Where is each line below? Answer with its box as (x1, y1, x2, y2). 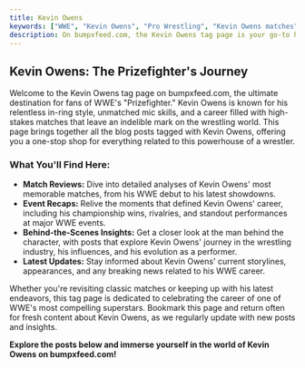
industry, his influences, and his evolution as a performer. (22, 247, 238, 257)
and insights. (9, 322, 57, 333)
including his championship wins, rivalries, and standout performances (22, 208, 288, 218)
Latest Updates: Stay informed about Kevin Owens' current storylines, (22, 256, 287, 267)
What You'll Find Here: (9, 159, 111, 171)
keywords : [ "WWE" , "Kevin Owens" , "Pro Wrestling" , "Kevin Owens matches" (9, 22, 299, 31)
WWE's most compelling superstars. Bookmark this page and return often (9, 303, 286, 314)
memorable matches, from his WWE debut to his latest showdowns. (22, 189, 277, 199)
